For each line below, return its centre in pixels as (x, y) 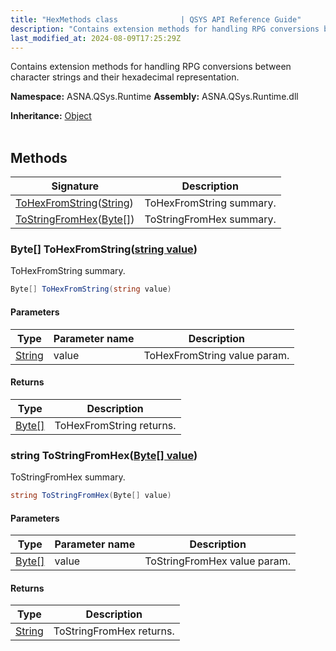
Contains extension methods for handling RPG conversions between (151, 67)
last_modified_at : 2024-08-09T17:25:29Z (96, 38)
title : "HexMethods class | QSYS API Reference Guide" (156, 19)
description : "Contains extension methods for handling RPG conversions (165, 29)
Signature (75, 186)
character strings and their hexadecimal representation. (125, 77)
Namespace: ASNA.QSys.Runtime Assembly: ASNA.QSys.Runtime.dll (154, 97)
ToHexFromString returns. (115, 425)
